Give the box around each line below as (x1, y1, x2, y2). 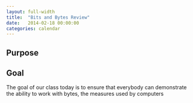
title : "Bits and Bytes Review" (6, 14, 90, 20)
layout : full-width (6, 8, 55, 15)
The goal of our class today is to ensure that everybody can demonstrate (6, 84, 187, 91)
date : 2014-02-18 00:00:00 (6, 20, 79, 26)
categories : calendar (6, 25, 61, 32)
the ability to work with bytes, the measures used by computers (6, 90, 164, 98)
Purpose (6, 47, 39, 57)
